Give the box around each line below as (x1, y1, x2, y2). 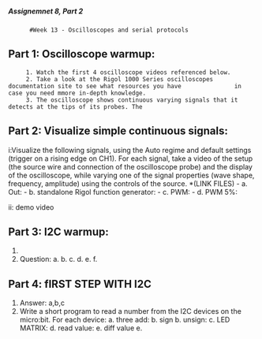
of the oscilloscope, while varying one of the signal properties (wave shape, (8, 170, 255, 180)
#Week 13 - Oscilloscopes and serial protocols (28, 26, 189, 34)
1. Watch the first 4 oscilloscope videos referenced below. (25, 68, 231, 76)
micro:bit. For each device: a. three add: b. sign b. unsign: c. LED (19, 315, 230, 325)
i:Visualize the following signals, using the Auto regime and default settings (8, 145, 252, 155)
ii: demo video (8, 202, 54, 212)
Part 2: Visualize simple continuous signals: (8, 125, 229, 138)
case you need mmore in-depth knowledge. (8, 89, 147, 97)
